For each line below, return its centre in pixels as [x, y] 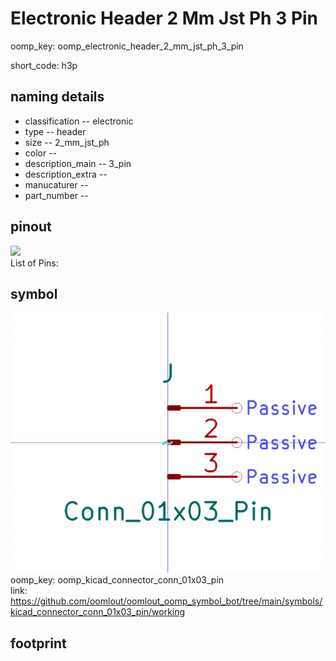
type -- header [55, 131]
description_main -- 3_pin [78, 163]
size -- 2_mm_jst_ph [67, 142]
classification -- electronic [79, 121]
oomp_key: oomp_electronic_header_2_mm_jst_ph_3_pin [127, 46]
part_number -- [56, 195]
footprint [38, 643]
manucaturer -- [56, 184]
